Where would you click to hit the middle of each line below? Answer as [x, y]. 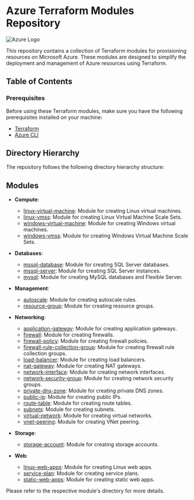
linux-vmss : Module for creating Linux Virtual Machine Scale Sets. [103, 217]
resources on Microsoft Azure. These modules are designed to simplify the [96, 57]
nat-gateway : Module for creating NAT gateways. [82, 366]
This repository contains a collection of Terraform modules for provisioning [96, 50]
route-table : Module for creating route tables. [78, 403]
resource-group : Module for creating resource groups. [89, 306]
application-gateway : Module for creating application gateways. [100, 329]
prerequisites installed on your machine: [54, 117]
